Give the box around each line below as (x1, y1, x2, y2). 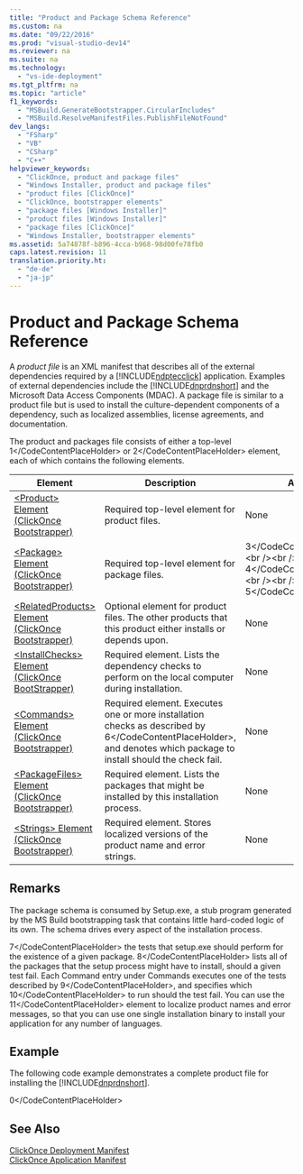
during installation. (104, 682, 183, 694)
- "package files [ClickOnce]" (17, 223, 135, 232)
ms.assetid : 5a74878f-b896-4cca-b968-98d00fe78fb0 (9, 240, 204, 249)
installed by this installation (104, 790, 219, 803)
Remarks (9, 881, 61, 896)
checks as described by (104, 719, 206, 731)
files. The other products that (104, 610, 228, 623)
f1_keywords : (9, 96, 59, 106)
